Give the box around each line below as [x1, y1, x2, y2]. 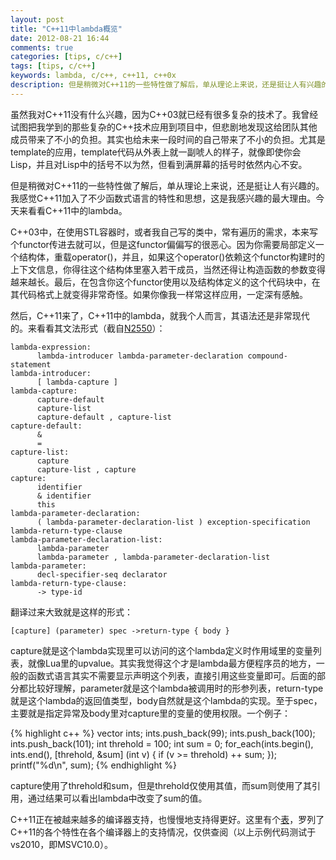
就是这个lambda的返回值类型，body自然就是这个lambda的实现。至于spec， [10, 694, 323, 706]
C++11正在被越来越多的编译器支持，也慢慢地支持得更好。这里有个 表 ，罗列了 [10, 813, 325, 825]
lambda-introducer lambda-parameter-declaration [36, 351, 244, 361]
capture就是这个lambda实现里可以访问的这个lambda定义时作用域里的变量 [10, 644, 313, 656]
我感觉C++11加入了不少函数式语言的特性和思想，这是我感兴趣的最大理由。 [10, 192, 317, 204]
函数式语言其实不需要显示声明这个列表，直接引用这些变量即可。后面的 [27, 669, 317, 681]
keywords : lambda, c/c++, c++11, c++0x [10, 71, 177, 81]
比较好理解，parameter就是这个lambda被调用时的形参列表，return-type [27, 682, 324, 694]
